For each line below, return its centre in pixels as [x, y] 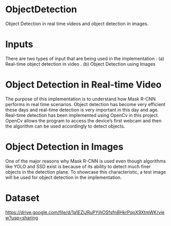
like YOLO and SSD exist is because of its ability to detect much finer [78, 166]
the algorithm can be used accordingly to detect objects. [65, 126]
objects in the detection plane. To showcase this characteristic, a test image [85, 172]
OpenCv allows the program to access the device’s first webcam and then [83, 120]
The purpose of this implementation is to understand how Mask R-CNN [80, 99]
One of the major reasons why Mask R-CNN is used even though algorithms [85, 161]
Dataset [22, 198]
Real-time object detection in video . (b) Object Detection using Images [80, 64]
